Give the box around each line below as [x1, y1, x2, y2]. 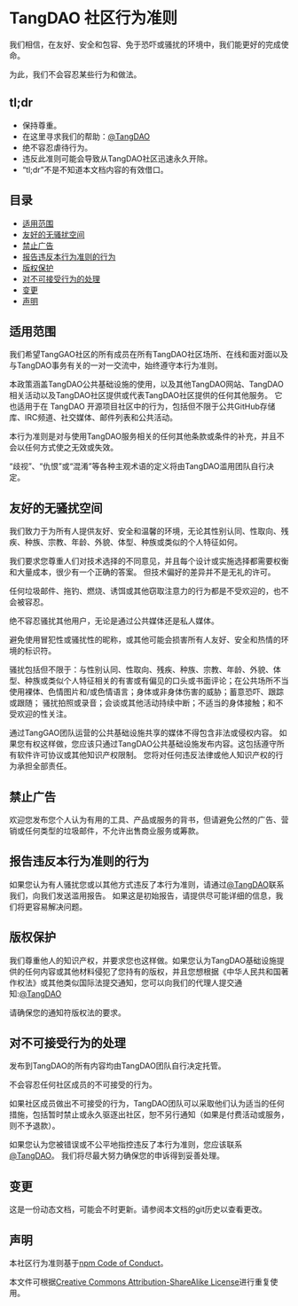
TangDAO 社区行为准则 [9, 8, 177, 28]
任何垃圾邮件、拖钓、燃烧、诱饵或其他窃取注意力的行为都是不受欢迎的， [9, 586, 273, 597]
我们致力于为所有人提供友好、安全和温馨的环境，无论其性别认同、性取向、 [9, 526, 281, 536]
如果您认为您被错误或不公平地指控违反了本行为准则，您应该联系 [9, 1139, 242, 1150]
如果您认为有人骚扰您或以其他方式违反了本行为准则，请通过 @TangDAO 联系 [9, 879, 285, 889]
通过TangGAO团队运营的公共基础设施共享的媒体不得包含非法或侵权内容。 [9, 728, 278, 739]
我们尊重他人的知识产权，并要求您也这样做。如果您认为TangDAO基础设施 [9, 955, 278, 966]
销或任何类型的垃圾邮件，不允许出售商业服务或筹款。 [9, 825, 204, 836]
